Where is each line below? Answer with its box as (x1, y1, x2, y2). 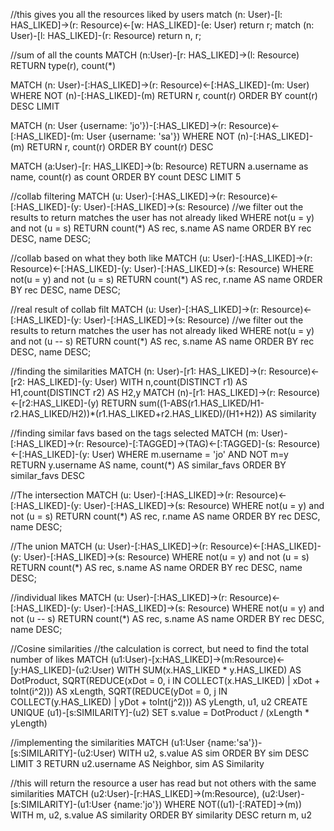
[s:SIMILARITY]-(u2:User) (10, 747, 117, 759)
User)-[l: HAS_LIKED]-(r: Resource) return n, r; (10, 30, 202, 41)
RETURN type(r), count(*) (10, 60, 117, 71)
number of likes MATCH (10, 654, 109, 665)
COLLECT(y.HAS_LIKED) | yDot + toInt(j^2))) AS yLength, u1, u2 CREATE (10, 696, 308, 708)
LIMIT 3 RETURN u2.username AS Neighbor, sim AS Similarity (10, 758, 265, 769)
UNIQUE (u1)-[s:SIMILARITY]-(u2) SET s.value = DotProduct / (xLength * (10, 707, 310, 718)
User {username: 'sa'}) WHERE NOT (86, 130, 236, 142)
